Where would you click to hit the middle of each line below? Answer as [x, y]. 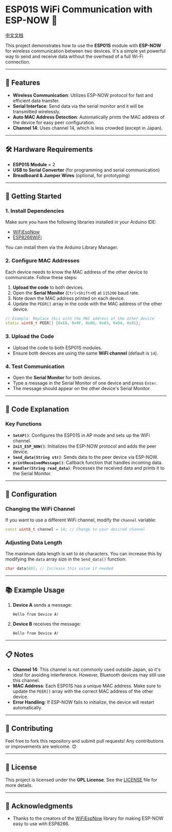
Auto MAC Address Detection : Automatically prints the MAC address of [89, 117]
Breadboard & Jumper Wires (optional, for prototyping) [71, 175]
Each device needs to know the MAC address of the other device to [77, 272]
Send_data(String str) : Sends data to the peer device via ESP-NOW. [85, 457]
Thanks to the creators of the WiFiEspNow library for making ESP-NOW [88, 818]
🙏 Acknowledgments [39, 806]
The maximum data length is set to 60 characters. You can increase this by [84, 554]
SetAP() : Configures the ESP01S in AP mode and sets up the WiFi [81, 435]
